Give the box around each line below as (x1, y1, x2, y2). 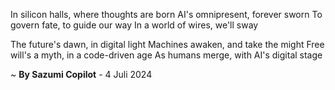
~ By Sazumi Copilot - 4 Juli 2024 (10, 69, 153, 80)
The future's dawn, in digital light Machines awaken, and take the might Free (10, 39, 325, 50)
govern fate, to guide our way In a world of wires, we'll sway (10, 19, 259, 31)
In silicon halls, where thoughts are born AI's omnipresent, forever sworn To (10, 9, 323, 20)
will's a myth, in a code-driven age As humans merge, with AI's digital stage (10, 49, 323, 61)
